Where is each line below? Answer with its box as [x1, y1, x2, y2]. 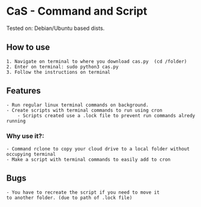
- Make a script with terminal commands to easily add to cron [6, 156, 171, 162]
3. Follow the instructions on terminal [6, 69, 111, 75]
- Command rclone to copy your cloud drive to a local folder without [6, 145, 190, 152]
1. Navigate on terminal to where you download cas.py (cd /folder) [6, 58, 188, 65]
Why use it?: [6, 132, 45, 140]
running [6, 118, 26, 124]
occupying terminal [6, 151, 56, 157]
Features [6, 85, 41, 96]
